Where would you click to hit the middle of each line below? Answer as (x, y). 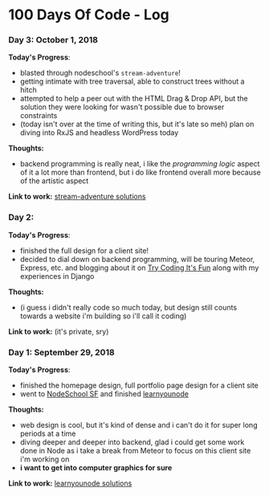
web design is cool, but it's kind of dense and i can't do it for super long (139, 425)
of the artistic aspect (54, 181)
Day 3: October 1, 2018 (53, 40)
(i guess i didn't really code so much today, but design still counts (128, 307)
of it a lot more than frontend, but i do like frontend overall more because (140, 172)
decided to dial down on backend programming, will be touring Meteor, (137, 259)
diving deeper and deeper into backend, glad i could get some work (132, 442)
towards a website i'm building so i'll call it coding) (103, 316)
